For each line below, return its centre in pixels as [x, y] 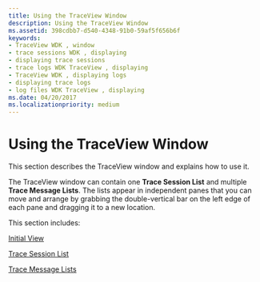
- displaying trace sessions [57, 61]
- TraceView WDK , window [51, 46]
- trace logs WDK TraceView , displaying [78, 68]
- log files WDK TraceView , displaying [77, 90]
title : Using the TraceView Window [68, 16]
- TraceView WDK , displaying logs [68, 75]
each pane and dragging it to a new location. [82, 208]
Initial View [26, 238]
